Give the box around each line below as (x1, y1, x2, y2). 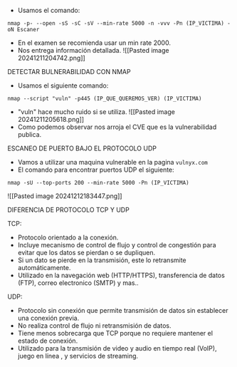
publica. (17, 130, 42, 138)
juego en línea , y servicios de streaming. (17, 352, 139, 360)
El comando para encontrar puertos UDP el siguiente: (17, 165, 174, 174)
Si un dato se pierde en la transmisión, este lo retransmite (17, 256, 186, 264)
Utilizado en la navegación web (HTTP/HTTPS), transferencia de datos (17, 271, 226, 279)
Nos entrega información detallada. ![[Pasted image (17, 46, 169, 54)
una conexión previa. (17, 314, 80, 322)
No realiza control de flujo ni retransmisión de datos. (17, 321, 172, 330)
